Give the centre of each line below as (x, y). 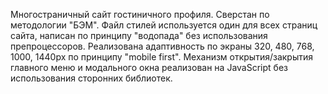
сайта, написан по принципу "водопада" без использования (139, 35)
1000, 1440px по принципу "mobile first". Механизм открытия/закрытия (161, 57)
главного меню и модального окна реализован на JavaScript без (149, 67)
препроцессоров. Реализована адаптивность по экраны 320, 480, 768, (162, 46)
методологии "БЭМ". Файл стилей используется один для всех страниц (164, 25)
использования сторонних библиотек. (91, 78)
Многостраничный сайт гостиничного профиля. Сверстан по (140, 14)
